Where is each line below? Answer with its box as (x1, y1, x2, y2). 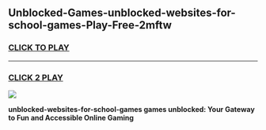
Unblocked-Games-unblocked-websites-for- (8, 6, 236, 20)
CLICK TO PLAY (8, 43, 70, 54)
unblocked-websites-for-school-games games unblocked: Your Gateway (8, 104, 255, 113)
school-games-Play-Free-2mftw (8, 19, 173, 32)
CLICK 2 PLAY (8, 72, 63, 83)
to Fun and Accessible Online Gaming (8, 113, 135, 122)
